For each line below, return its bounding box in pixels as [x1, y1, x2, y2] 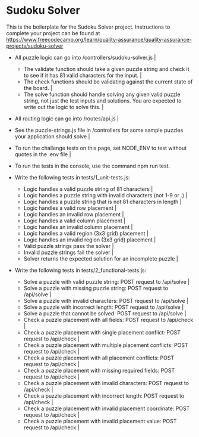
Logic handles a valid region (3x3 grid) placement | [23, 230, 149, 237]
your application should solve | [14, 132, 90, 140]
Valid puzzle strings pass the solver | [23, 242, 114, 249]
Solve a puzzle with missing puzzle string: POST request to [23, 284, 168, 292]
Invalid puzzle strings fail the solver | [23, 249, 114, 256]
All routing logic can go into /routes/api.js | [14, 114, 119, 122]
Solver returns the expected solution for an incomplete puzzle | [23, 255, 178, 262]
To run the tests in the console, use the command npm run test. [14, 162, 170, 169]
